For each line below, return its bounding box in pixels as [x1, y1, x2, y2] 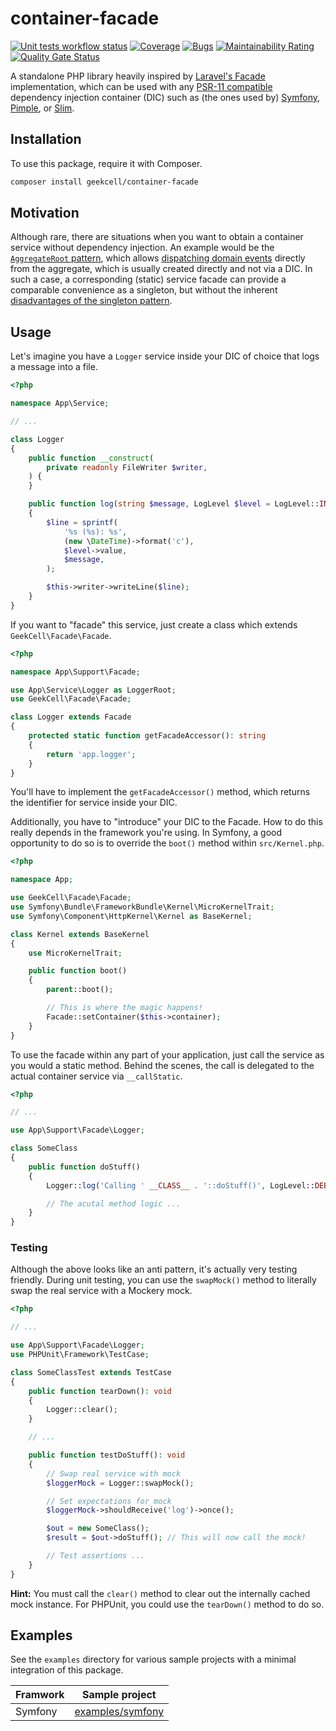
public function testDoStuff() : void [28, 1450, 186, 1461]
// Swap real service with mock [46, 1468, 182, 1479]
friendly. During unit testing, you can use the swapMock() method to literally [10, 1274, 317, 1286]
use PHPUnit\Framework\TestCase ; [10, 1350, 150, 1360]
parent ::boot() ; [46, 985, 114, 995]
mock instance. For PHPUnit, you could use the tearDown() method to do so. [10, 1598, 325, 1610]
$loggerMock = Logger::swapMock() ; [46, 1478, 195, 1488]
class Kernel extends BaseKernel [10, 929, 150, 939]
